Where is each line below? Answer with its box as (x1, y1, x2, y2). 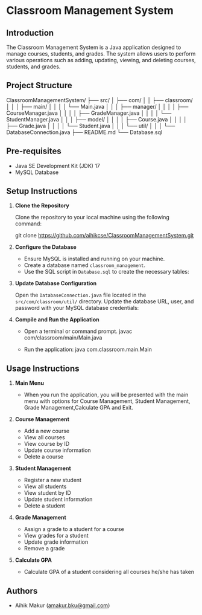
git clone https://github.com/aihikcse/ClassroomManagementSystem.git (14, 232, 194, 239)
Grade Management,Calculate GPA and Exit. (24, 404, 134, 411)
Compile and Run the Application (14, 316, 99, 323)
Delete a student (24, 502, 65, 509)
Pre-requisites (6, 146, 62, 156)
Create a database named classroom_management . (24, 262, 146, 269)
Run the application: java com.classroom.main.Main (24, 346, 152, 353)
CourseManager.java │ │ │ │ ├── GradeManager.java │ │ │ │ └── (6, 109, 172, 117)
